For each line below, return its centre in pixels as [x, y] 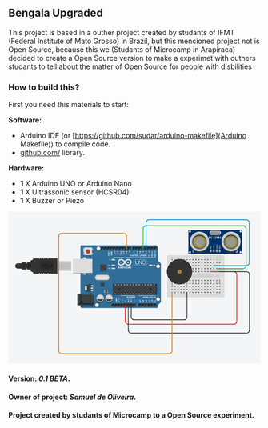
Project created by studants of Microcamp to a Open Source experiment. [131, 415]
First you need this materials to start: [69, 105]
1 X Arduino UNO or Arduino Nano [76, 184]
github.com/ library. [52, 153]
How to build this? [44, 87]
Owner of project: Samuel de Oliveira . [72, 397]
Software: [25, 120]
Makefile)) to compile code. [65, 144]
